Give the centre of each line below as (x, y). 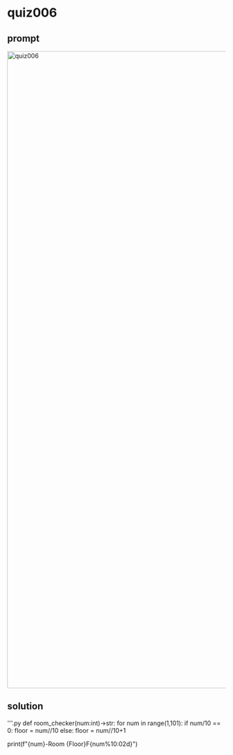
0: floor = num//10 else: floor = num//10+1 (67, 730)
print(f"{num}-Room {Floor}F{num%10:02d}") (72, 744)
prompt (24, 38)
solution (25, 706)
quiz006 (32, 13)
